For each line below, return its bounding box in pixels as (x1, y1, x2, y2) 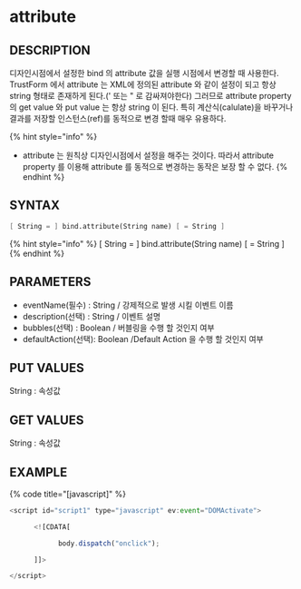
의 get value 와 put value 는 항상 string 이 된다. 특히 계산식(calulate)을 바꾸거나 (9, 102, 294, 113)
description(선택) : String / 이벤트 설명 (22, 310, 161, 321)
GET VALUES (9, 412, 84, 427)
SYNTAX (9, 198, 61, 213)
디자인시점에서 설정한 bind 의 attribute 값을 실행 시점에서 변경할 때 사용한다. (9, 68, 279, 78)
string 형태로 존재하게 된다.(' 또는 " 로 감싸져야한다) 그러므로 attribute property (9, 91, 292, 101)
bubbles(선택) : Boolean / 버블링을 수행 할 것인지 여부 (22, 322, 215, 333)
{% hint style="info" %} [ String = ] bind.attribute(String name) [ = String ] (9, 238, 286, 249)
